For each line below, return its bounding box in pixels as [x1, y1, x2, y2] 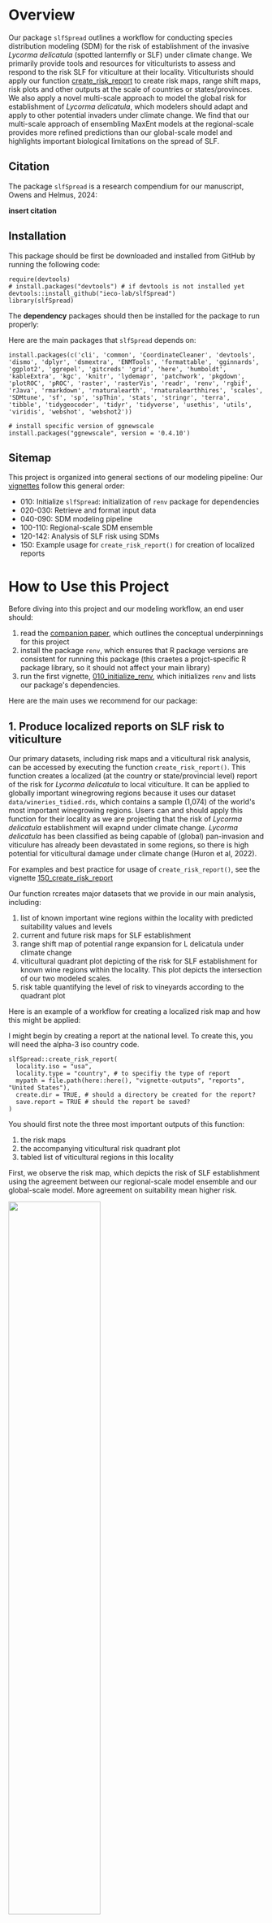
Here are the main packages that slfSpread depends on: [8, 335, 196, 344]
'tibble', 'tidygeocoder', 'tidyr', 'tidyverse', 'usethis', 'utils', [8, 401, 253, 409]
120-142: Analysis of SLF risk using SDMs [19, 531, 160, 541]
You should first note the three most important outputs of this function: [8, 1120, 245, 1129]
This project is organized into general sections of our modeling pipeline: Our [8, 473, 263, 483]
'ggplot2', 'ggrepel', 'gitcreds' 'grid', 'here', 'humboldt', [8, 365, 227, 373]
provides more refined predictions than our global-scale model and [8, 128, 233, 137]
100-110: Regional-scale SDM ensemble [19, 522, 153, 533]
